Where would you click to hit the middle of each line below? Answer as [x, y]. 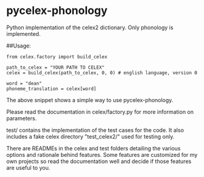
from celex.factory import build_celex [57, 57]
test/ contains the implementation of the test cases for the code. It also [95, 130]
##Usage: [19, 46]
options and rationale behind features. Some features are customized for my [102, 154]
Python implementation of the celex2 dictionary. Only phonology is [90, 27]
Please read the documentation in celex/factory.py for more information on [100, 112]
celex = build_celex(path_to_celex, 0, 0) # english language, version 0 [102, 73]
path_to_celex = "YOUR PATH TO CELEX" [55, 68]
